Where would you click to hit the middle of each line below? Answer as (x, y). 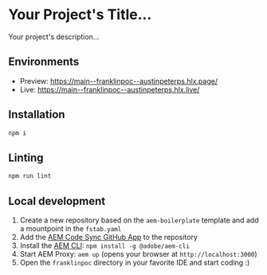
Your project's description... (54, 37)
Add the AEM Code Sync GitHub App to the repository (108, 237)
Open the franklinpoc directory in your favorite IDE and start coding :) (135, 262)
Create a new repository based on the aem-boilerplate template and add (139, 220)
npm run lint (30, 176)
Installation (37, 114)
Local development (57, 201)
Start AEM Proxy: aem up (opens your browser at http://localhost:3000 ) (138, 253)
